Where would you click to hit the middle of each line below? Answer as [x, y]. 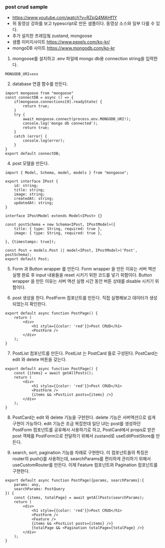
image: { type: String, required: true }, [58, 233]
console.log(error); [44, 141]
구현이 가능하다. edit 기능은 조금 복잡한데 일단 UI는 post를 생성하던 [77, 424]
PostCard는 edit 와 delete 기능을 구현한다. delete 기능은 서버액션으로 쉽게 [84, 417]
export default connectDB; [33, 154]
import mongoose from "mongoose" [39, 93]
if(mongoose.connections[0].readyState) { [58, 102]
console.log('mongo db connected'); [60, 124]
